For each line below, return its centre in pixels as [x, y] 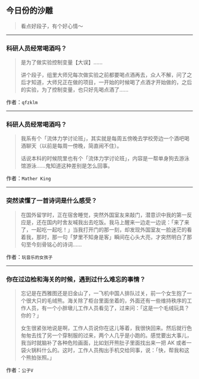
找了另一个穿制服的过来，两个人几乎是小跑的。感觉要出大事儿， [114, 335]
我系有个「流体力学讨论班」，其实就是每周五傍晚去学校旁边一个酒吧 [102, 138]
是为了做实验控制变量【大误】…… [61, 62]
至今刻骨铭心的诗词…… [54, 244]
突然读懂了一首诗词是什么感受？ [52, 201]
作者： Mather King [29, 179]
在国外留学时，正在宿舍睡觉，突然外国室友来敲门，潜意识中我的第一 [104, 215]
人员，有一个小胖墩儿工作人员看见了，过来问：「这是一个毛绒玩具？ [107, 308]
